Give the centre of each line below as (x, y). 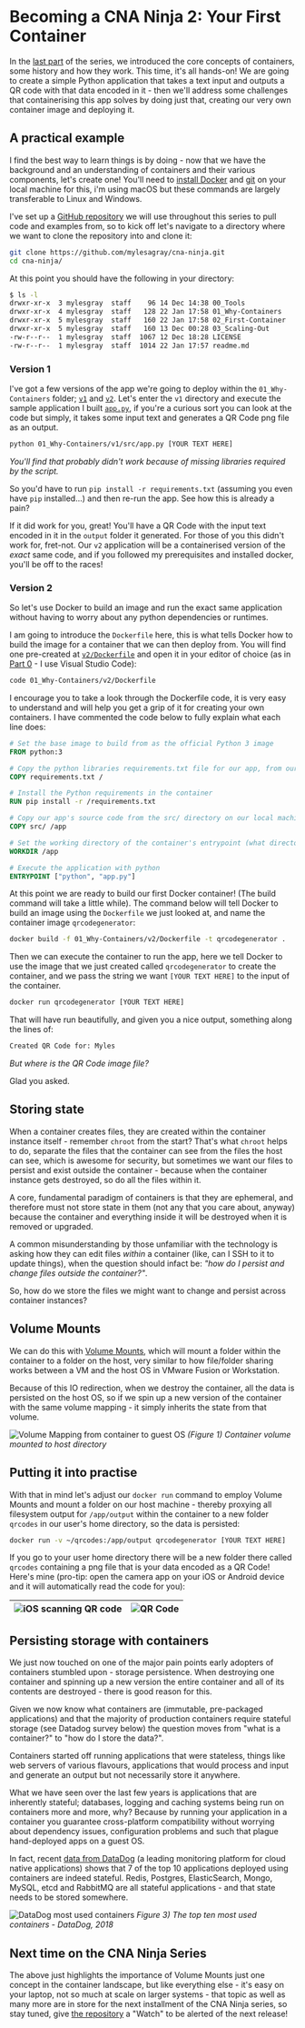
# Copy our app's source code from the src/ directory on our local (142, 818)
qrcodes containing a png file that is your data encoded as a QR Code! (140, 1567)
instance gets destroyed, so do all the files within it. (105, 1180)
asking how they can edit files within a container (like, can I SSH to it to (142, 1253)
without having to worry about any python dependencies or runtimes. (139, 617)
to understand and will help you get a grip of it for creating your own (137, 708)
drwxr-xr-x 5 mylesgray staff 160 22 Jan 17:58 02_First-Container (148, 320)
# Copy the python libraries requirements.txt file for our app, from (146, 768)
